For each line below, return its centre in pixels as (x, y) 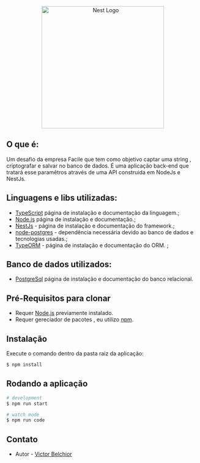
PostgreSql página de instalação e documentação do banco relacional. (104, 279)
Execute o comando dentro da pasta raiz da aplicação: (75, 354)
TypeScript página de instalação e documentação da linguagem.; (97, 213)
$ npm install (24, 365)
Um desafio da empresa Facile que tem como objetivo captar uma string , (99, 159)
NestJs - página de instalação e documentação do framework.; (95, 226)
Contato (22, 439)
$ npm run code (26, 420)
